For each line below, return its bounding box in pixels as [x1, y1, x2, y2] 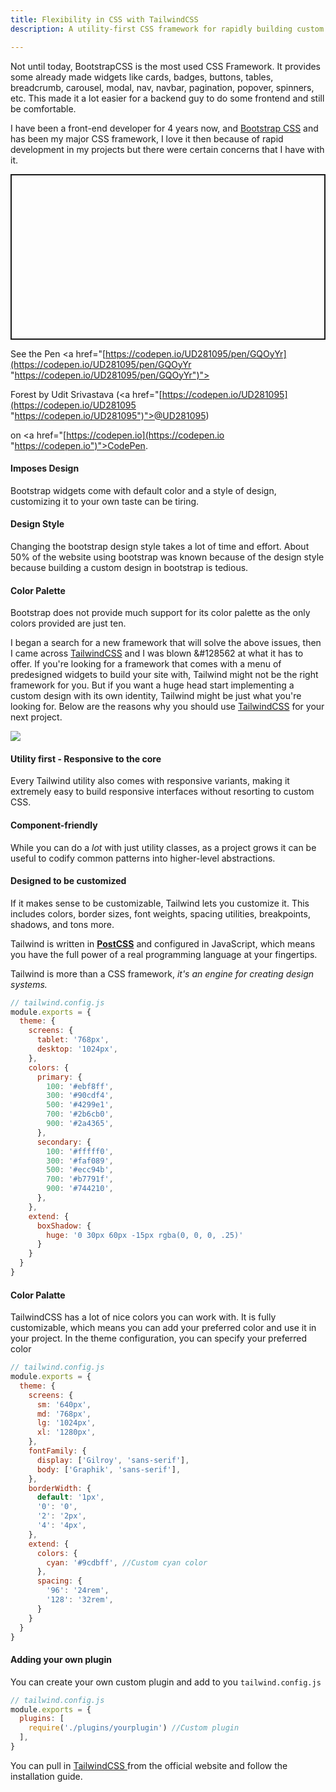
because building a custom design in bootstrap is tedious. [10, 561, 249, 573]
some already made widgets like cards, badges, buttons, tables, [10, 71, 274, 83]
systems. [10, 978, 48, 990]
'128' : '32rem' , [46, 1595, 114, 1605]
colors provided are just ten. [10, 617, 127, 630]
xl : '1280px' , [36, 1427, 97, 1438]
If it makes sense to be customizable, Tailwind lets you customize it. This [10, 897, 310, 909]
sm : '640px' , [36, 1399, 92, 1410]
